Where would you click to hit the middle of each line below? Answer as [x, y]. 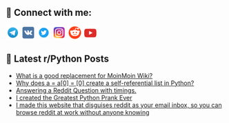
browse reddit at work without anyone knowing [82, 112]
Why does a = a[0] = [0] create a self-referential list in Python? [105, 83]
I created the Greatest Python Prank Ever [74, 97]
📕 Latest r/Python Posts [58, 59]
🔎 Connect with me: [49, 13]
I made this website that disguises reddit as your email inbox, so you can [119, 105]
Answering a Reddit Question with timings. [76, 90]
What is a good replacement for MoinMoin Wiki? [84, 75]
